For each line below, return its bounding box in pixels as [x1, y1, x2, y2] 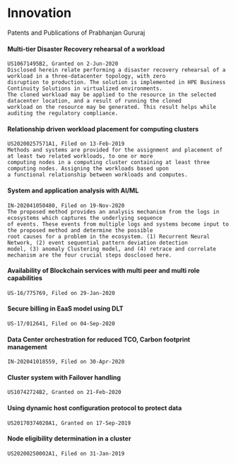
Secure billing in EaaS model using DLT [7, 304, 124, 313]
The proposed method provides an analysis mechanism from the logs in [7, 208, 220, 215]
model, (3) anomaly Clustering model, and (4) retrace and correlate [7, 245, 217, 253]
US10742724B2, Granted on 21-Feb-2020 [7, 389, 122, 396]
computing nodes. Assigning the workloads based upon [7, 165, 170, 173]
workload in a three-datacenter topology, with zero [7, 73, 166, 80]
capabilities [7, 274, 42, 282]
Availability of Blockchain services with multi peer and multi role [7, 267, 200, 275]
